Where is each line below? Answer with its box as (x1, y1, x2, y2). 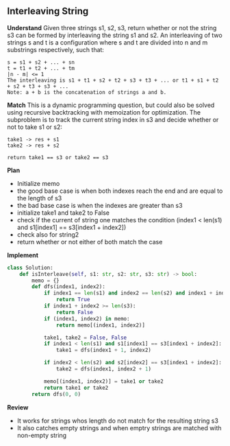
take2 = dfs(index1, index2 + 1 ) (55, 366, 152, 373)
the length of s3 (16, 193, 62, 202)
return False (55, 309, 94, 316)
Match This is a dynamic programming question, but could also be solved (7, 101, 215, 109)
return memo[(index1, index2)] (55, 322, 146, 329)
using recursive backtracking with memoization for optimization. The (7, 108, 201, 116)
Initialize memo (16, 179, 60, 187)
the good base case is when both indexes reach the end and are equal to (16, 187, 223, 195)
